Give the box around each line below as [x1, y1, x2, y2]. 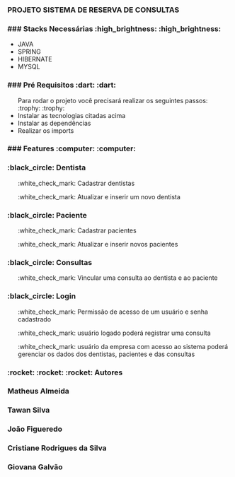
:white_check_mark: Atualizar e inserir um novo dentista [17, 192, 180, 201]
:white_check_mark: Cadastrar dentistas [17, 179, 135, 187]
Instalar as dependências [17, 119, 91, 127]
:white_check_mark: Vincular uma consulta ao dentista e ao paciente [17, 273, 218, 282]
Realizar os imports [17, 126, 74, 135]
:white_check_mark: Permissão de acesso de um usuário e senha [17, 307, 209, 316]
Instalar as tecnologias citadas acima [17, 111, 126, 119]
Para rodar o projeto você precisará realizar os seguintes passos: [17, 96, 208, 105]
